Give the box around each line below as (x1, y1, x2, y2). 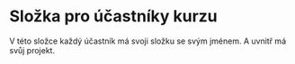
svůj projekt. (9, 44, 56, 55)
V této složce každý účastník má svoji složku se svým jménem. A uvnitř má (9, 36, 286, 46)
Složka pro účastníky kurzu (9, 6, 218, 27)
